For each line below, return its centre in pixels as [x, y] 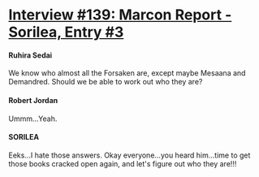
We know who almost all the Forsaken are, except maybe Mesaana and [127, 73]
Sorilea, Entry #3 [66, 32]
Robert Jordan [33, 100]
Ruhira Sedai [30, 55]
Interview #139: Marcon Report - [120, 15]
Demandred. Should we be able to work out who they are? [106, 82]
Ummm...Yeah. [33, 119]
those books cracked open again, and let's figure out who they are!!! [123, 163]
